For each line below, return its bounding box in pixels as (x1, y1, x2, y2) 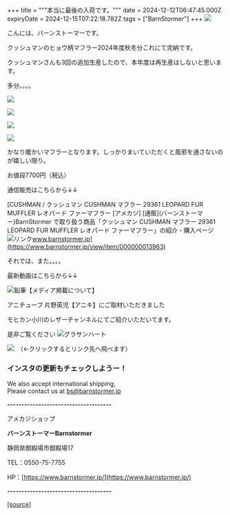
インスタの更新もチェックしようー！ (7, 363, 127, 373)
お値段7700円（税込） (7, 171, 70, 179)
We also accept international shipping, (7, 380, 116, 388)
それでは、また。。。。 (7, 257, 65, 265)
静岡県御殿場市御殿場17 (7, 444, 74, 452)
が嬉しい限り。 (7, 156, 50, 164)
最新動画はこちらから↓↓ (7, 272, 78, 279)
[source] (7, 501, 32, 509)
